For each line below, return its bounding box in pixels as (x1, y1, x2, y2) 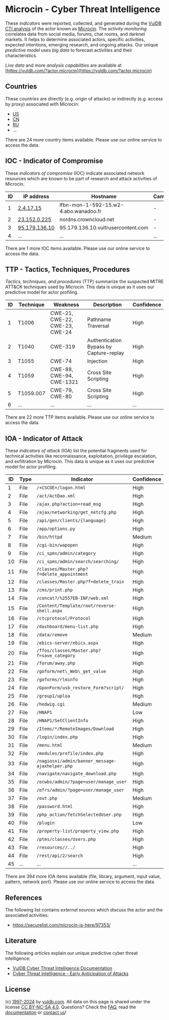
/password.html (36, 804, 73, 809)
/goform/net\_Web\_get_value (36, 669, 107, 675)
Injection (87, 358, 108, 365)
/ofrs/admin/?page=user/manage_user (36, 787, 124, 793)
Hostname (91, 193, 117, 200)
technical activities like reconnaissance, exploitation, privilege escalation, (5, 453, 157, 459)
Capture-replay (87, 349, 124, 356)
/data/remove (36, 632, 68, 638)
